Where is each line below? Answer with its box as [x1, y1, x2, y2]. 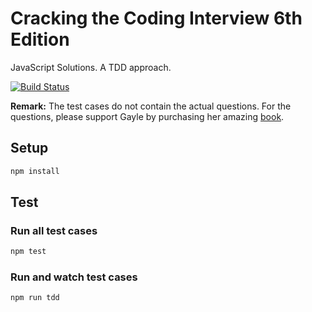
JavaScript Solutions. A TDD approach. [10, 61, 172, 73]
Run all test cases [10, 223, 98, 237]
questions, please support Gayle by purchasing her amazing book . [10, 110, 285, 122]
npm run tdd [10, 293, 60, 303]
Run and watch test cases [10, 270, 138, 284]
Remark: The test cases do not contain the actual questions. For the [10, 100, 292, 112]
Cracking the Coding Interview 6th [10, 7, 303, 30]
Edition [10, 28, 70, 51]
